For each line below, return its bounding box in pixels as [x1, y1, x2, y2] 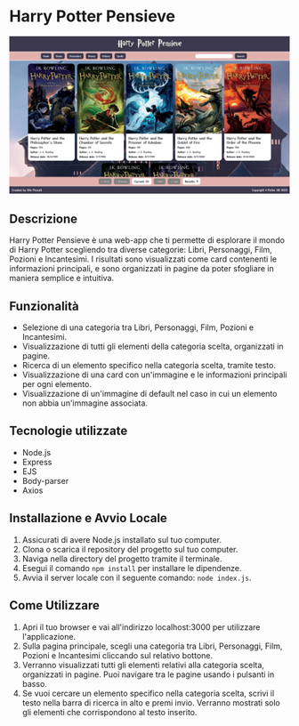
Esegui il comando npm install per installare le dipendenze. [21, 562, 242, 573]
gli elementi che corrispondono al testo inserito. [21, 706, 198, 717]
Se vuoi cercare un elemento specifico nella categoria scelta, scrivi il [21, 688, 275, 698]
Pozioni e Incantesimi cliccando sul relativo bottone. [21, 649, 214, 660]
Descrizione [9, 211, 78, 226]
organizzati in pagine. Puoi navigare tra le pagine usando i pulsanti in [21, 669, 275, 680]
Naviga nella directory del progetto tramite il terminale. [21, 553, 222, 564]
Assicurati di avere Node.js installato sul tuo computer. [21, 534, 222, 544]
